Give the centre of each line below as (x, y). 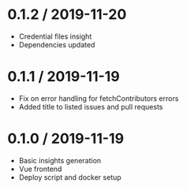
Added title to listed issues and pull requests (91, 106)
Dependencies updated (57, 44)
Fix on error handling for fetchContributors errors (99, 98)
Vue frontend (40, 169)
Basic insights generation (60, 160)
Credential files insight (55, 36)
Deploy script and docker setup (70, 177)
